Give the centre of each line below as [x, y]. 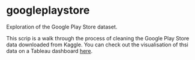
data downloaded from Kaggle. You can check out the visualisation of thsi [97, 45]
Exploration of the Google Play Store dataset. [62, 27]
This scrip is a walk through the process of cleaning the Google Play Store [98, 38]
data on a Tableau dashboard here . [49, 50]
